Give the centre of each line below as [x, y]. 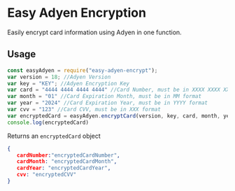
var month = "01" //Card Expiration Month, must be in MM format [104, 97]
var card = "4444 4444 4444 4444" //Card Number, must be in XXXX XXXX [114, 90]
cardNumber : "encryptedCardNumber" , [68, 155]
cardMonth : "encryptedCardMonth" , [67, 162]
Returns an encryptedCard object [54, 136]
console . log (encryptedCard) [48, 122]
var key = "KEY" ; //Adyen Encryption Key [69, 83]
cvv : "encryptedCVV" [47, 175]
